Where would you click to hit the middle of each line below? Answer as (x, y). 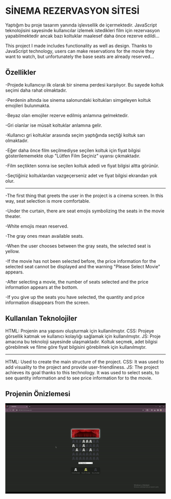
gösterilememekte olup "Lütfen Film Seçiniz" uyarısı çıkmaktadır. (73, 156)
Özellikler (21, 73)
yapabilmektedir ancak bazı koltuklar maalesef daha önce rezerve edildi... (82, 36)
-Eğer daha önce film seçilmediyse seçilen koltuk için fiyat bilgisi (73, 150)
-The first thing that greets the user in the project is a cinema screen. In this (84, 196)
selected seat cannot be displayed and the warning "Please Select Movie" (83, 266)
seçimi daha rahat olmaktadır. (36, 90)
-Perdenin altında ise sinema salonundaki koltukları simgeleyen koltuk (78, 100)
